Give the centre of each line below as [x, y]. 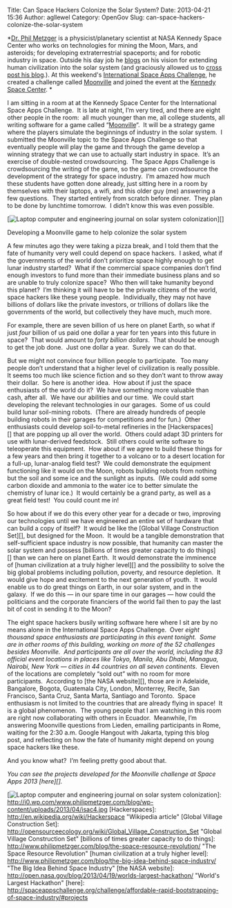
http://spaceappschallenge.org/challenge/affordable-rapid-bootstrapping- [113, 890]
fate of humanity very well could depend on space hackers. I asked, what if [115, 253]
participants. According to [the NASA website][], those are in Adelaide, [109, 681]
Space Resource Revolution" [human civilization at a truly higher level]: [108, 853]
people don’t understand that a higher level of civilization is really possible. [114, 368]
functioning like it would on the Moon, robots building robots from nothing [112, 471]
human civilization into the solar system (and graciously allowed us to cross [115, 67]
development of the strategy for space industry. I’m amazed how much [109, 176]
